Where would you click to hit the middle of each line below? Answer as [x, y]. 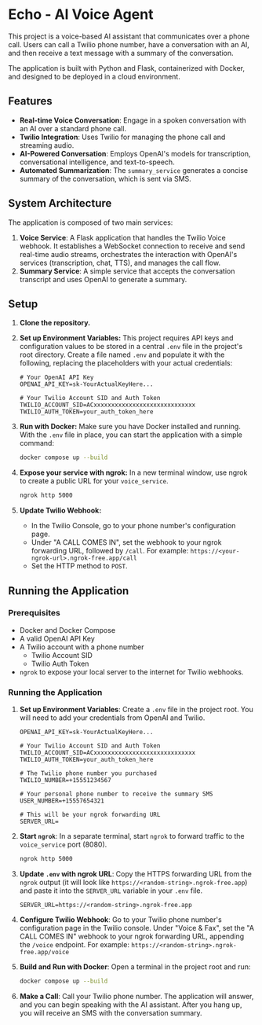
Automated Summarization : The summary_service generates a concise [134, 170]
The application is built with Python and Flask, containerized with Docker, [127, 68]
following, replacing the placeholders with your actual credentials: [126, 363]
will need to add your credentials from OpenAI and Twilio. [112, 718]
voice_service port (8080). [63, 845]
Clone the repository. [55, 323]
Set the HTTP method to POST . [79, 566]
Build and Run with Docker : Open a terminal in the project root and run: [135, 966]
